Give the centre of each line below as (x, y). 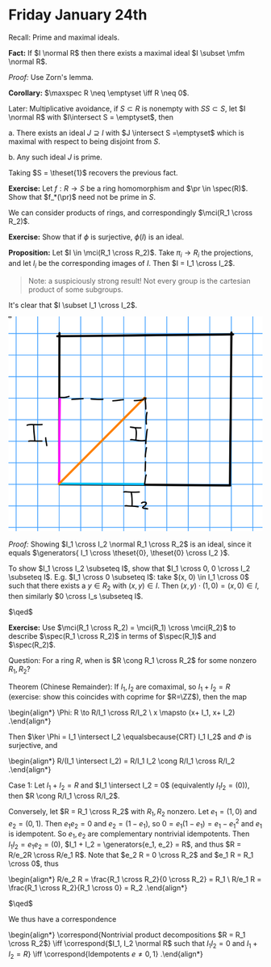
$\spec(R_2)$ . (32, 644)
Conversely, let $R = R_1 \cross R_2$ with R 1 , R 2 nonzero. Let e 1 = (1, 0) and (133, 813)
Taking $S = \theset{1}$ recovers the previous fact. (94, 172)
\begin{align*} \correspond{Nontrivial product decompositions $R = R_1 (127, 935)
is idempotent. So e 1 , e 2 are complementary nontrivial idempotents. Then (129, 835)
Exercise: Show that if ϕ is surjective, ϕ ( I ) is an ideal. (96, 237)
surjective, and (33, 745)
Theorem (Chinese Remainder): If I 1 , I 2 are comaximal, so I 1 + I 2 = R (119, 687)
